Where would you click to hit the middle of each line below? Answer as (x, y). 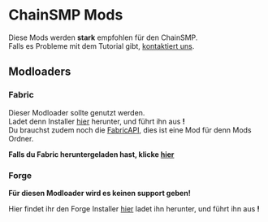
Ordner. (21, 138)
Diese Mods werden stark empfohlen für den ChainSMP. (103, 37)
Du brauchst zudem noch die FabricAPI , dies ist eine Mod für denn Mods (130, 130)
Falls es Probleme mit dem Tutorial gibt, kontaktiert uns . (102, 46)
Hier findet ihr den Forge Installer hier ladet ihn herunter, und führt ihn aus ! (134, 208)
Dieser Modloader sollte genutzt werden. (77, 112)
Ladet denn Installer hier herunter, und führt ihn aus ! (97, 121)
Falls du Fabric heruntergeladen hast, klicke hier (91, 154)
